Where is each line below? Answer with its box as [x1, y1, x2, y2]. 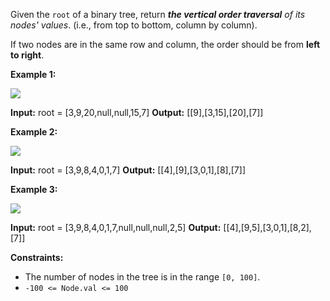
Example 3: [10, 184, 58, 195]
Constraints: [10, 252, 64, 263]
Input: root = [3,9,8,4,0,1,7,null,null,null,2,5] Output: [10, 222, 222, 233]
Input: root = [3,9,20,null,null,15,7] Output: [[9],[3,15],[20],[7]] [10, 107, 264, 118]
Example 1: [10, 69, 57, 80]
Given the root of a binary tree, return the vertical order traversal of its [10, 9, 306, 20]
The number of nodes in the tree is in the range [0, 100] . [24, 271, 261, 283]
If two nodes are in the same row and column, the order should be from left [10, 39, 321, 50]
